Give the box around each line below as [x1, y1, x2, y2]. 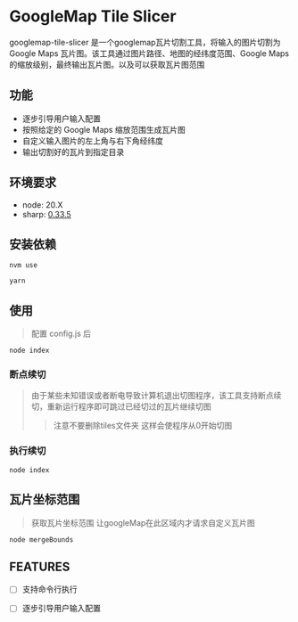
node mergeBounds [9, 535, 74, 544]
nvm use [9, 261, 38, 270]
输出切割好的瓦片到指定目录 [21, 146, 125, 157]
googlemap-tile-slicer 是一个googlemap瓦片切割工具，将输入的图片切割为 [9, 37, 281, 47]
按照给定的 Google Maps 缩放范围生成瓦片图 [21, 124, 186, 135]
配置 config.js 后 [30, 328, 92, 340]
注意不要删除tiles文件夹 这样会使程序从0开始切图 [53, 421, 233, 431]
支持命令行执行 [21, 584, 78, 594]
